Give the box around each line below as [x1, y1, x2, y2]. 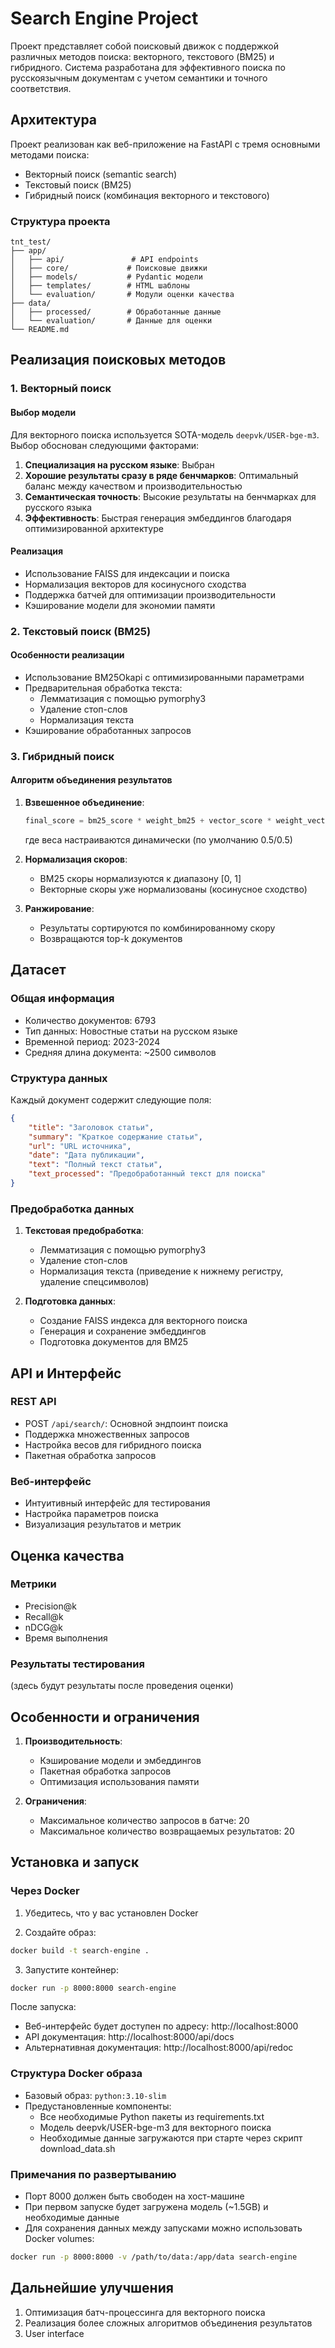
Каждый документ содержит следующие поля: [10, 1093, 212, 1106]
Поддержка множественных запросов [24, 1428, 190, 1440]
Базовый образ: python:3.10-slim [24, 2089, 167, 2101]
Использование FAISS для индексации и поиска [24, 567, 230, 579]
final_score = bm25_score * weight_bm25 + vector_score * [24, 816, 272, 826]
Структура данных [10, 1071, 108, 1085]
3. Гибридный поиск [10, 749, 115, 763]
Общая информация [10, 992, 115, 1006]
